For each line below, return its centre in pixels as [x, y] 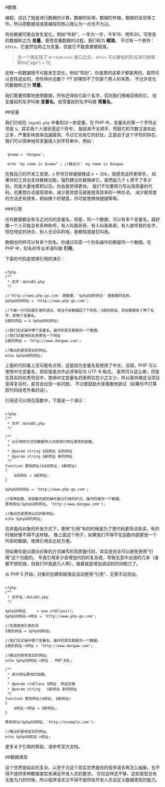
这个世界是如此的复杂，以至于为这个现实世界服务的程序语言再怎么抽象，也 [80, 767]
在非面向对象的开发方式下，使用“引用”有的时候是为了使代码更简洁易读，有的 [82, 529]
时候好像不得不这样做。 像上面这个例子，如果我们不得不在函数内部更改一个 [81, 535]
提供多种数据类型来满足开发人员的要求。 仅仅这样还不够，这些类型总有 [85, 773]
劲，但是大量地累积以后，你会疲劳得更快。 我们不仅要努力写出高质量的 [77, 186]
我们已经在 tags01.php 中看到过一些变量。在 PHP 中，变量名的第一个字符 [79, 122]
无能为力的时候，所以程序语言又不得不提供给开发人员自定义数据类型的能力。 [82, 780]
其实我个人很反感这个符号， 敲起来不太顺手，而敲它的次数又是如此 [89, 129]
